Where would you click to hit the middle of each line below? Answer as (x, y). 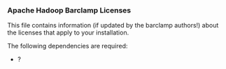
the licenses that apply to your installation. (68, 32)
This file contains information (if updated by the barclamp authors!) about (113, 26)
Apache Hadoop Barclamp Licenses (69, 10)
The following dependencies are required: (68, 46)
